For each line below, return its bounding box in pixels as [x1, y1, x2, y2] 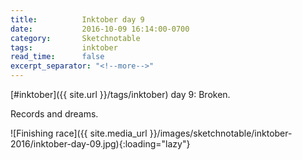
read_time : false [10, 52, 105, 62]
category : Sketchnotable [10, 33, 141, 43]
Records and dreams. [10, 108, 99, 120]
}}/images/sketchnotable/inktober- [149, 127, 293, 139]
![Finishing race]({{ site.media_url [10, 127, 148, 139]
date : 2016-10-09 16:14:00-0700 [10, 24, 190, 34]
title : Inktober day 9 [10, 14, 145, 25]
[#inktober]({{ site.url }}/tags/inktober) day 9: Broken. [10, 89, 231, 100]
